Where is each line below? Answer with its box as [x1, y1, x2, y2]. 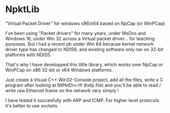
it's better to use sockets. [5, 102, 59, 108]
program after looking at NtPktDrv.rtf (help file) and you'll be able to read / [5, 82, 161, 88]
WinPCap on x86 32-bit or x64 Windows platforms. [5, 67, 113, 73]
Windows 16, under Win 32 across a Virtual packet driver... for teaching [5, 35, 155, 42]
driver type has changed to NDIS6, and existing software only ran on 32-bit [5, 46, 163, 52]
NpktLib [5, 4, 40, 15]
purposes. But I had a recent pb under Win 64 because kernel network [5, 41, 154, 47]
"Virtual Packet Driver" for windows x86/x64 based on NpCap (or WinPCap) [5, 20, 165, 26]
